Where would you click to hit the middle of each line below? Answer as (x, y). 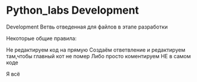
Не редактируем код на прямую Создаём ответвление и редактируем (96, 50)
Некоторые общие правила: (42, 38)
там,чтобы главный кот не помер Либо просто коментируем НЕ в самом (99, 56)
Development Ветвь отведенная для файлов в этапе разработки (87, 27)
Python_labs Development (73, 10)
